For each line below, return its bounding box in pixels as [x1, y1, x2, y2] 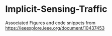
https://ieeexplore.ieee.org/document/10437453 [5, 25, 105, 31]
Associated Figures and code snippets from [5, 20, 95, 26]
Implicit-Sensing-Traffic [5, 3, 107, 15]
